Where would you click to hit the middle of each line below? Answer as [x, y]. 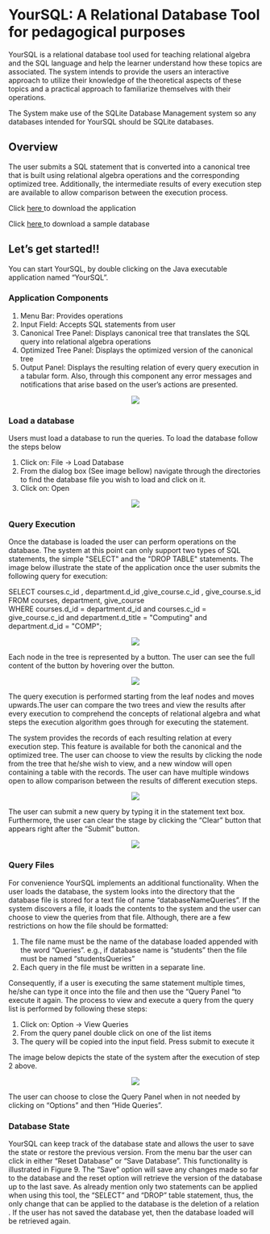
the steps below [35, 447]
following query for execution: [58, 577]
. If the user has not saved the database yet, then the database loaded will [131, 1213]
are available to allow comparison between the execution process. [118, 192]
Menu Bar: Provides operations [71, 315]
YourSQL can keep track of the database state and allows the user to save [131, 1144]
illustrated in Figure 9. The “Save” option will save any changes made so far [134, 1169]
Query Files [31, 865]
